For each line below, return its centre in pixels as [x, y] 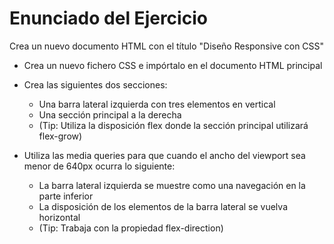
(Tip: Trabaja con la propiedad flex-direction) [131, 228]
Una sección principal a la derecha [110, 114]
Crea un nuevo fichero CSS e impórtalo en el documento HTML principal [173, 65]
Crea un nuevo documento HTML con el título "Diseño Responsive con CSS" [167, 46]
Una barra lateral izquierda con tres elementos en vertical [157, 104]
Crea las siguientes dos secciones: [95, 84]
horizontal [59, 217]
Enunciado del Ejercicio [108, 18]
